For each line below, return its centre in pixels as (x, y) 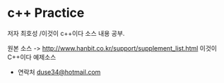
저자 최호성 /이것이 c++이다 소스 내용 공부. (66, 33)
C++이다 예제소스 (32, 57)
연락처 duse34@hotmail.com (59, 72)
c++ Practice (46, 13)
